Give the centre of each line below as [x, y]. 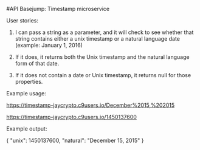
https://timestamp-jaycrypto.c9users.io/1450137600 [71, 117]
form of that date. [37, 63]
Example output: [27, 129]
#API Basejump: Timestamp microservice [58, 9]
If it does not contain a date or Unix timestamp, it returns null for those [103, 75]
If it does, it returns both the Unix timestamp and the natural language [102, 57]
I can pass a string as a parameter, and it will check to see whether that [104, 32]
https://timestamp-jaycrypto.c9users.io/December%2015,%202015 [91, 105]
